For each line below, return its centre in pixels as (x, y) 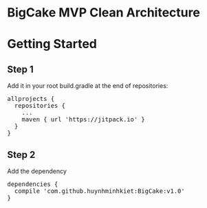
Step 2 (21, 155)
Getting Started (52, 44)
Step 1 (21, 69)
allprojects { (31, 99)
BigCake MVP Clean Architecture (104, 13)
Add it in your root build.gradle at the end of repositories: (88, 86)
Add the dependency (37, 171)
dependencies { (33, 184)
